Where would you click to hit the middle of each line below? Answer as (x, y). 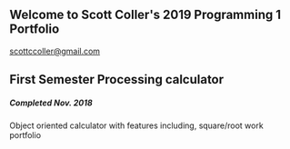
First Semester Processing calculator (117, 79)
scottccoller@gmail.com (55, 51)
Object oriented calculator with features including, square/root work (136, 125)
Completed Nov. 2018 (51, 103)
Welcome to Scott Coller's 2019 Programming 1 (145, 15)
